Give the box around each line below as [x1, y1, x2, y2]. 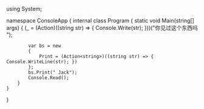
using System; [6, 5, 43, 12]
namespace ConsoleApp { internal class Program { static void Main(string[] [6, 17, 195, 24]
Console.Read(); [28, 75, 69, 81]
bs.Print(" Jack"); [28, 69, 78, 76]
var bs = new [28, 43, 62, 49]
